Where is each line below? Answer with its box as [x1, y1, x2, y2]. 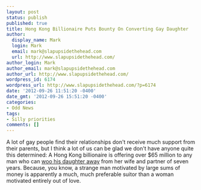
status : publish [6, 15, 47, 21]
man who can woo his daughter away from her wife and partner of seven [6, 158, 189, 165]
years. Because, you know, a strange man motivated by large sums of [6, 165, 180, 172]
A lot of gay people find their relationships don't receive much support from [6, 138, 196, 146]
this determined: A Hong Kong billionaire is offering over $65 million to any [6, 151, 192, 158]
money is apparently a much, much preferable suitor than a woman [6, 171, 174, 178]
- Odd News [6, 104, 34, 111]
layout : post [6, 8, 39, 15]
